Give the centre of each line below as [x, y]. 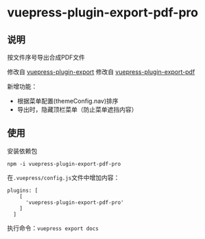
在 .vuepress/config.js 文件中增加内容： [63, 177]
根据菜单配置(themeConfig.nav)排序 [68, 101]
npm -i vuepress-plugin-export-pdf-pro [64, 164]
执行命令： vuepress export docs [53, 228]
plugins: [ [23, 190]
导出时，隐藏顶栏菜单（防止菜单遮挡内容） [77, 110]
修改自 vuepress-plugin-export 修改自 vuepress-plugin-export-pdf [101, 72]
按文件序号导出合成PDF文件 [46, 57]
